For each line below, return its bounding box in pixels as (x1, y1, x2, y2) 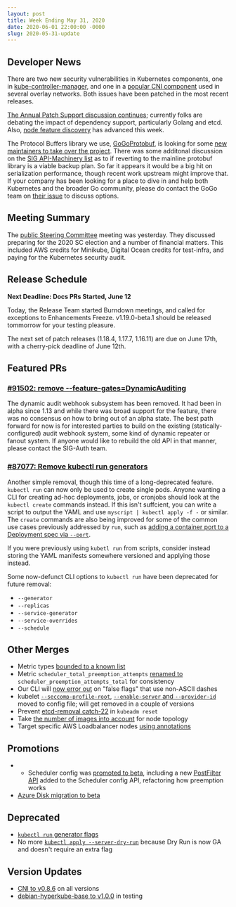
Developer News (7, 56, 81, 68)
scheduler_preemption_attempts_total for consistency (17, 677, 174, 686)
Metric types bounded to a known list (17, 662, 126, 671)
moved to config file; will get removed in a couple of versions (17, 699, 195, 708)
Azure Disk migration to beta (17, 791, 100, 799)
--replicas (17, 602, 50, 609)
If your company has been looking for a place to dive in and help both (7, 177, 209, 185)
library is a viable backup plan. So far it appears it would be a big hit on (7, 162, 213, 170)
